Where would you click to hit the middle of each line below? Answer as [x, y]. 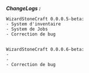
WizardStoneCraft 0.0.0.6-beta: [45, 49]
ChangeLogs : [23, 8]
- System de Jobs [27, 29]
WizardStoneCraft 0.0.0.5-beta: [45, 19]
